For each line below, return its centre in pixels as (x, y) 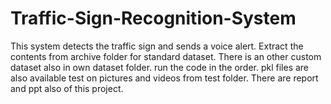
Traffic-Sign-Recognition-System (153, 18)
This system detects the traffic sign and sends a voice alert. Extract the (157, 46)
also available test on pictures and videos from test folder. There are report (164, 78)
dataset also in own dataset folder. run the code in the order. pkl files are (160, 67)
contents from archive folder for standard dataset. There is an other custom (166, 56)
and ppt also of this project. (67, 88)
